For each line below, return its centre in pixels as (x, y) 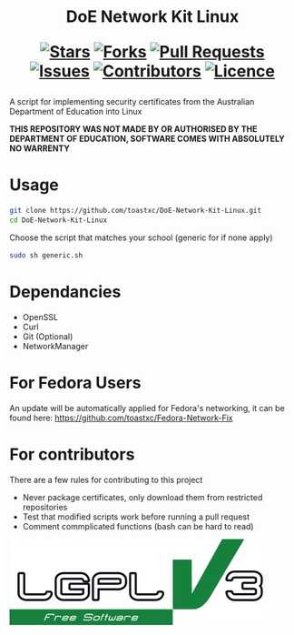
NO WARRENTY (40, 148)
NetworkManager (55, 346)
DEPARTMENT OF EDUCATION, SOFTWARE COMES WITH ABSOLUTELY (147, 139)
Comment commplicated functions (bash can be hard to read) (138, 526)
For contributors (72, 454)
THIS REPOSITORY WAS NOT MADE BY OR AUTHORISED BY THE (133, 129)
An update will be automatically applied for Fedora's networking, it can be (147, 408)
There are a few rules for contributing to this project (106, 479)
